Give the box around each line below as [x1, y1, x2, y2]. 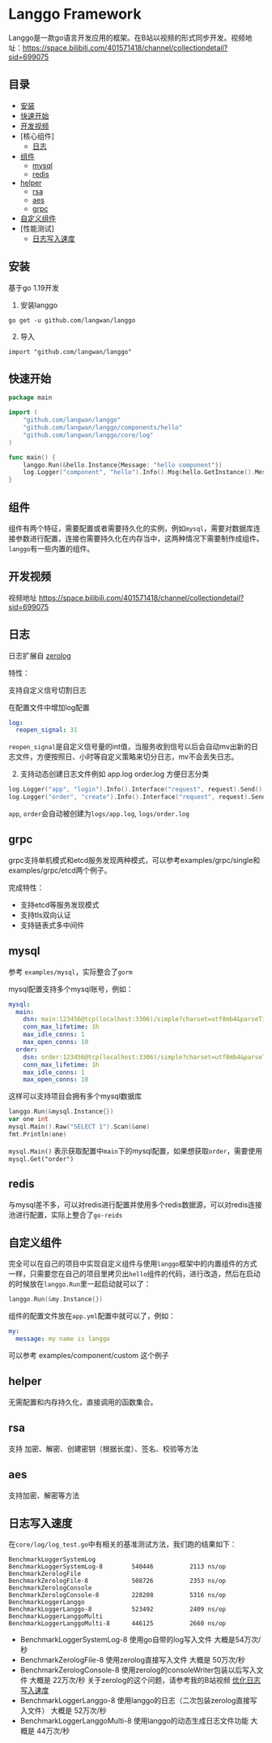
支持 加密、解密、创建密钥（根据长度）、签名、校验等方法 [8, 1443, 198, 1453]
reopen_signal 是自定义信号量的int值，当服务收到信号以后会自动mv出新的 [8, 742, 252, 752]
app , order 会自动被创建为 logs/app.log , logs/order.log [8, 809, 190, 818]
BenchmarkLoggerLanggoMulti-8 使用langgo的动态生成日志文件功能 [19, 1716, 249, 1726]
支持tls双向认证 [19, 910, 71, 920]
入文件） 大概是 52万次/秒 [19, 1706, 107, 1715]
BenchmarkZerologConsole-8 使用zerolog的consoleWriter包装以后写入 [19, 1665, 257, 1675]
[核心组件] [19, 131, 55, 140]
